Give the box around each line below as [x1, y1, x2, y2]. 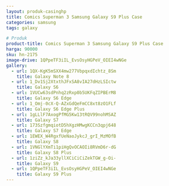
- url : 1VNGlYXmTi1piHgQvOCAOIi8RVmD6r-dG [11, 144, 116, 150]
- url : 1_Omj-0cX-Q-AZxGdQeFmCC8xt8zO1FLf [11, 101, 116, 106]
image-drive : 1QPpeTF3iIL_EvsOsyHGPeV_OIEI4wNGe [6, 57, 127, 63]
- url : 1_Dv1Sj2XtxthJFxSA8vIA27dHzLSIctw [11, 79, 116, 85]
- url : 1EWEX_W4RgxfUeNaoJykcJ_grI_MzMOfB [11, 133, 116, 139]
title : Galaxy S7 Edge [16, 128, 72, 134]
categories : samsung [6, 19, 57, 25]
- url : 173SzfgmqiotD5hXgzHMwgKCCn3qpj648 [11, 122, 116, 129]
